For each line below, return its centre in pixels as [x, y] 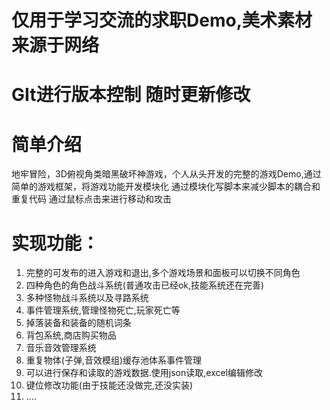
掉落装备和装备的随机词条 [78, 323]
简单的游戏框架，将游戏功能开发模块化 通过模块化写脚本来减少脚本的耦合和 [166, 187]
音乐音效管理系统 [61, 348]
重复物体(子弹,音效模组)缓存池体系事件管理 [114, 360]
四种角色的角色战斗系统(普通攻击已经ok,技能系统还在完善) [145, 285]
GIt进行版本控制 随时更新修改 [131, 95]
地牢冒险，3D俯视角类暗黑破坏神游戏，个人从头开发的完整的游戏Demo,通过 [166, 174]
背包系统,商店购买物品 [71, 335]
